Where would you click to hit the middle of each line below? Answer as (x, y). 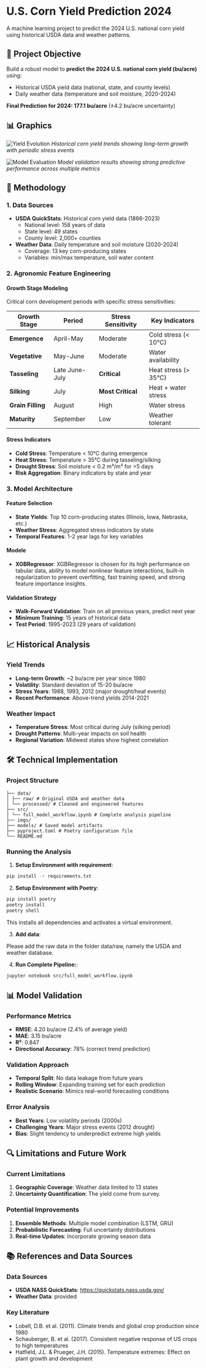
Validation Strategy (32, 598)
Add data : (28, 934)
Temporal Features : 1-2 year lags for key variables (79, 536)
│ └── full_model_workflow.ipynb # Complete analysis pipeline (89, 815)
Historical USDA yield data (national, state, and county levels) (93, 87)
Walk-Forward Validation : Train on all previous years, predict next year (105, 611)
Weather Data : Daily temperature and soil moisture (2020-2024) (97, 245)
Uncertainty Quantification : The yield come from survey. (88, 1194)
